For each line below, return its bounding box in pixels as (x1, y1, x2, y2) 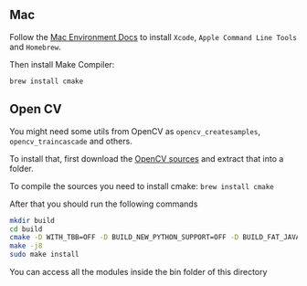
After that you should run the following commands (9, 198, 198, 209)
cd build (9, 224, 43, 234)
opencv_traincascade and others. (9, 135, 132, 146)
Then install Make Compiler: (9, 58, 115, 69)
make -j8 (9, 241, 43, 250)
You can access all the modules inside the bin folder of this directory (9, 267, 268, 277)
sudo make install (9, 250, 79, 260)
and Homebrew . (9, 41, 61, 52)
